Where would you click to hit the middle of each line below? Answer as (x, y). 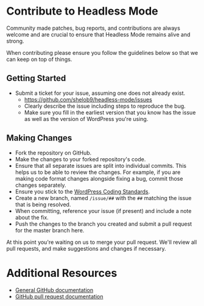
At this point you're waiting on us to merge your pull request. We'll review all (102, 242)
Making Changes (39, 138)
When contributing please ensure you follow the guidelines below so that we (102, 52)
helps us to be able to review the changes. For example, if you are (98, 172)
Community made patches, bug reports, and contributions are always (93, 28)
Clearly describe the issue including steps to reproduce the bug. (105, 106)
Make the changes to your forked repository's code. (80, 159)
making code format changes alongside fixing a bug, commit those (99, 178)
